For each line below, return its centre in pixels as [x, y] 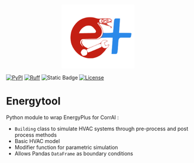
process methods [36, 135]
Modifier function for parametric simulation [66, 147]
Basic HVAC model [37, 141]
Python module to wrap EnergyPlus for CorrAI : [63, 117]
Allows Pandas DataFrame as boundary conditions [74, 153]
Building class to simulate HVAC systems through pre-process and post [101, 129]
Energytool [33, 101]
